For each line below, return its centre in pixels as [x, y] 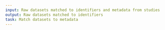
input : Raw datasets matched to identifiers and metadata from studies [82, 10]
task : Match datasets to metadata [42, 19]
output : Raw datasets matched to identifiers [54, 15]
